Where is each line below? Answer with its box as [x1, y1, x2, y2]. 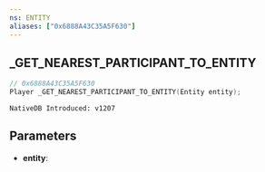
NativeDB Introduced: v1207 [9, 104, 116, 113]
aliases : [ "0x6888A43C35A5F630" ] [9, 22, 136, 31]
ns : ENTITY [9, 13, 51, 23]
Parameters [9, 129, 77, 144]
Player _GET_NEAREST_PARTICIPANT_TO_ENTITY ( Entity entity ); [9, 88, 242, 97]
